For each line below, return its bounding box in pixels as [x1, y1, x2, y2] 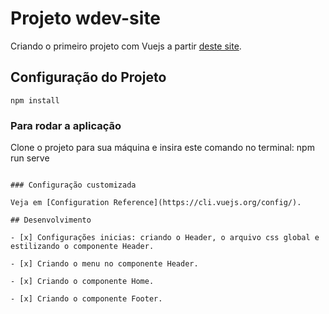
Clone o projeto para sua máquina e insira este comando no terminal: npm [10, 142, 315, 154]
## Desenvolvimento [10, 215, 92, 226]
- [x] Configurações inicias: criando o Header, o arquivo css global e [10, 233, 320, 243]
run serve [10, 152, 50, 164]
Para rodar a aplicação [10, 118, 122, 132]
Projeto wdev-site [10, 7, 162, 30]
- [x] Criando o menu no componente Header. [10, 259, 199, 269]
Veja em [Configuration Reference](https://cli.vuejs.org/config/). [10, 198, 302, 208]
